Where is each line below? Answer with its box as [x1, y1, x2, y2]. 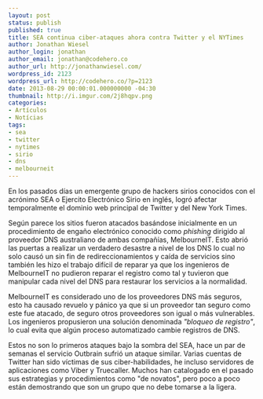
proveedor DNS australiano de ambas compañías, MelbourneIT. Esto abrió [8, 235, 249, 244]
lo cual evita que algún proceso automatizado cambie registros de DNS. [8, 325, 241, 335]
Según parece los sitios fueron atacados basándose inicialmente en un [8, 218, 237, 228]
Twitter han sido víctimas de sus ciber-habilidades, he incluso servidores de [8, 357, 254, 366]
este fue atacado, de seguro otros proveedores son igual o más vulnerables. [8, 309, 255, 318]
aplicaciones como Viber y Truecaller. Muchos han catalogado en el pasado [8, 366, 254, 375]
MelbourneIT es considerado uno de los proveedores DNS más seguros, [8, 292, 242, 301]
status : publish [8, 19, 61, 27]
